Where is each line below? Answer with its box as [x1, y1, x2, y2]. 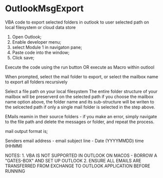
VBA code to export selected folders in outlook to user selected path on [5, 19, 149, 25]
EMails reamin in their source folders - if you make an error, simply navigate [5, 113, 157, 119]
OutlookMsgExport [5, 3, 84, 14]
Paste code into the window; [12, 50, 70, 55]
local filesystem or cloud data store [5, 24, 76, 30]
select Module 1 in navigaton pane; [12, 44, 82, 50]
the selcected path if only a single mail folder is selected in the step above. [5, 104, 155, 110]
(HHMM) [5, 143, 23, 149]
